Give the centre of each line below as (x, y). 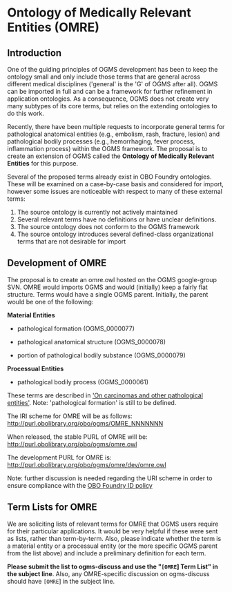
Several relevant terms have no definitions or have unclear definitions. (117, 219)
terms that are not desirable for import (71, 241)
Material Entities (31, 315)
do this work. (26, 113)
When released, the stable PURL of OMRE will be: (77, 437)
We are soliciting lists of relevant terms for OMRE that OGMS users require (113, 524)
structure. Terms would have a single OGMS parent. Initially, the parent (108, 294)
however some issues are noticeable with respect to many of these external (115, 191)
